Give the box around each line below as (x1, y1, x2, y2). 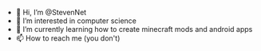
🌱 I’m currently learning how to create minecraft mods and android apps (15, 25, 253, 33)
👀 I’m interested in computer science (15, 16, 137, 25)
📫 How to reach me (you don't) (15, 33, 121, 43)
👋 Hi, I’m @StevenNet (15, 8, 87, 17)
